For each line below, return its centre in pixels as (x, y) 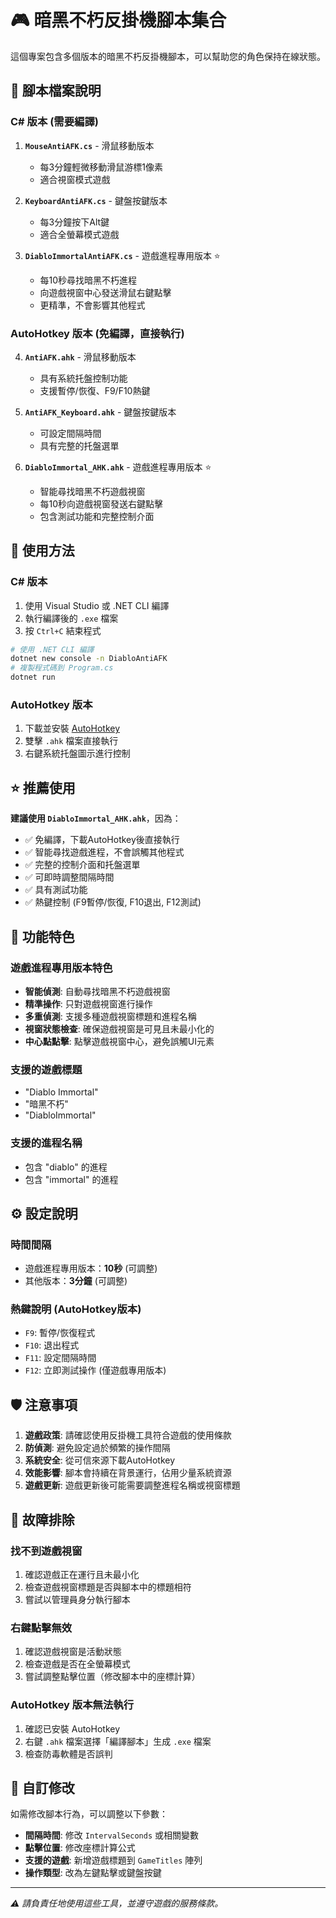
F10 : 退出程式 (52, 1345)
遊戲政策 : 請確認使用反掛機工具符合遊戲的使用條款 (128, 1435)
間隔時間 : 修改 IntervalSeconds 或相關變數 (112, 1835)
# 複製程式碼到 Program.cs (62, 668)
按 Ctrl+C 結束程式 (63, 630)
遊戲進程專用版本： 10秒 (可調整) (91, 1268)
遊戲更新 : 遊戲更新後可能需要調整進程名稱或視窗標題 (132, 1485)
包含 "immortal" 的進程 (71, 1179)
